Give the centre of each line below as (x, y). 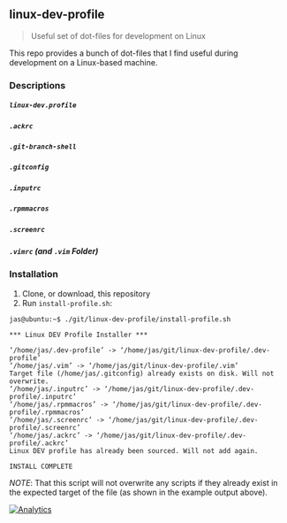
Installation (34, 274)
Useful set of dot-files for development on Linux (118, 35)
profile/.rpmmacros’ (47, 412)
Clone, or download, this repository (86, 293)
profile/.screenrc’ (45, 427)
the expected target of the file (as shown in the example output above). (138, 492)
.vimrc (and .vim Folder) (54, 250)
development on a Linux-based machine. (83, 62)
